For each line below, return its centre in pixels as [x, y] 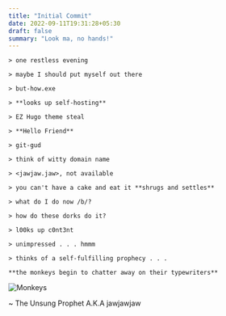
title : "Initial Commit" [50, 16]
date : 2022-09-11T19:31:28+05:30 [65, 23]
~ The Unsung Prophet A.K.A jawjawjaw [75, 303]
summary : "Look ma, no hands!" [61, 38]
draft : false [30, 31]
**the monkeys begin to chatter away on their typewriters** [113, 273]
